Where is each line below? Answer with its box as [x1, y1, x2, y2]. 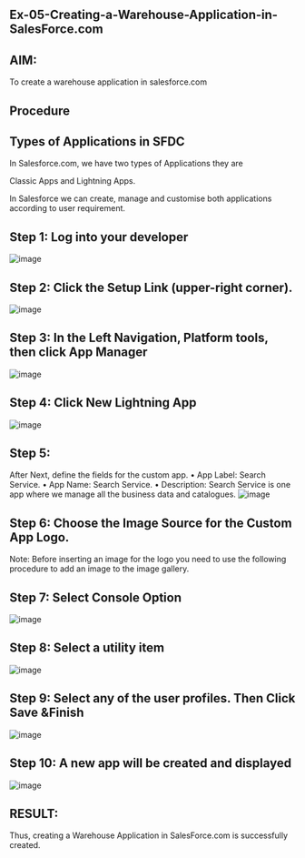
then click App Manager [9, 345, 148, 360]
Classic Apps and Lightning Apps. [9, 176, 136, 187]
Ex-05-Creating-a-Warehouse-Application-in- [9, 7, 279, 23]
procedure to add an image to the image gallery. [9, 563, 190, 574]
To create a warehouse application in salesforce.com [9, 76, 207, 87]
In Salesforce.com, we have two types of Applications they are [9, 158, 243, 169]
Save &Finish [9, 705, 84, 721]
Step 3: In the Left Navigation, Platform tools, [9, 330, 269, 346]
